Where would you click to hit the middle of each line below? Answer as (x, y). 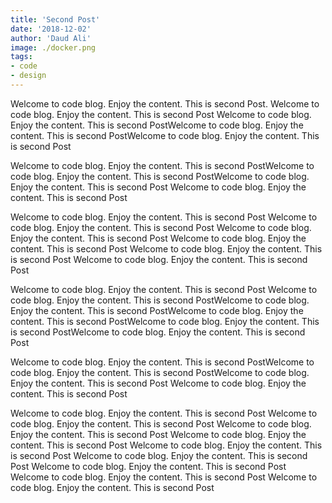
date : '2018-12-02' (51, 29)
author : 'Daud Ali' (51, 38)
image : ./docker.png (53, 47)
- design (28, 76)
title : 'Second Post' (55, 19)
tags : (21, 57)
